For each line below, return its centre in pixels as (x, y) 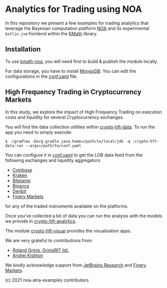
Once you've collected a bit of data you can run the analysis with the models (84, 216)
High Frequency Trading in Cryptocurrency (73, 92)
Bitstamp (21, 180)
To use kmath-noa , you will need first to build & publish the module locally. (82, 61)
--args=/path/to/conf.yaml (53, 146)
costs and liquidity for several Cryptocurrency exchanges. (65, 117)
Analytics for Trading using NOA (74, 9)
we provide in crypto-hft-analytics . (41, 221)
